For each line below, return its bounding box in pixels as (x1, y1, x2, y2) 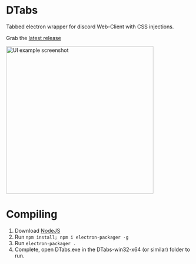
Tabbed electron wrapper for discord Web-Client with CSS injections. (6, 23, 174, 30)
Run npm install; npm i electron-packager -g (14, 233, 129, 240)
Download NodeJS (14, 227, 61, 234)
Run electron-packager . (14, 239, 77, 246)
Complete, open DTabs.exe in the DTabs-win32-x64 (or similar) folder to (14, 246, 190, 253)
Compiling (6, 207, 58, 221)
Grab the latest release (6, 34, 62, 41)
